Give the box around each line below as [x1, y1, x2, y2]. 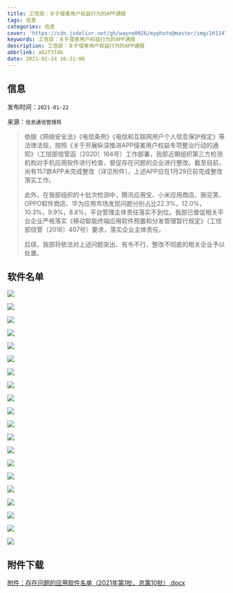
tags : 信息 [7, 17, 37, 24]
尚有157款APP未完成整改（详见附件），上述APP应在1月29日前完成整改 [24, 167, 223, 175]
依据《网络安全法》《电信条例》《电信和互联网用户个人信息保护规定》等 [24, 132, 225, 140]
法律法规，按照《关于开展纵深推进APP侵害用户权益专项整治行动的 [24, 140, 213, 149]
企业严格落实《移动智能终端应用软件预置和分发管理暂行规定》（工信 [30, 216, 222, 225]
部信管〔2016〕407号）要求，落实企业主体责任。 [24, 225, 165, 234]
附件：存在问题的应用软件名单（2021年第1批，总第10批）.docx [7, 578, 186, 587]
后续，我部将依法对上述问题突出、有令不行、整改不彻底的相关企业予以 [24, 240, 225, 248]
